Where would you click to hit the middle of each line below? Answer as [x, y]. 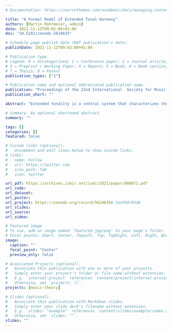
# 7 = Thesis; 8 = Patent [33, 71]
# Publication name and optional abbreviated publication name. [75, 85]
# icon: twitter [25, 174]
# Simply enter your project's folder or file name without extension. [86, 273]
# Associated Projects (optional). [43, 264]
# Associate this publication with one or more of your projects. [80, 269]
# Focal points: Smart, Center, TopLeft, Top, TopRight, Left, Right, [82, 236]
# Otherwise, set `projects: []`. [44, 283]
